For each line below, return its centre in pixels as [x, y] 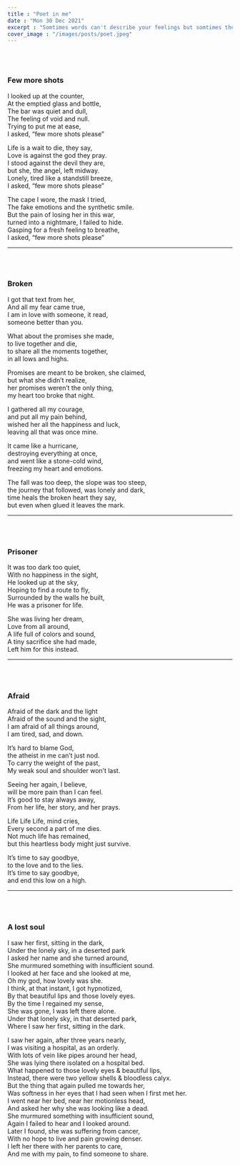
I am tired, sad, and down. [46, 734]
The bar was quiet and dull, [47, 111]
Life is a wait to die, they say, [50, 148]
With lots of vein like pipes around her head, [72, 1055]
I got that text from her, [41, 299]
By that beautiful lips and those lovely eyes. [71, 996]
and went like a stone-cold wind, [55, 460]
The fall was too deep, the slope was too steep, [77, 482]
